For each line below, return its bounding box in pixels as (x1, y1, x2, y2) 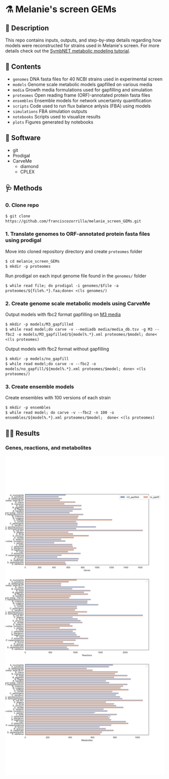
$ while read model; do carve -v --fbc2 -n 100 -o (5, 410, 114, 416)
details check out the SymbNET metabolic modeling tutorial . (5, 48, 131, 54)
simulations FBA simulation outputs (12, 108, 88, 114)
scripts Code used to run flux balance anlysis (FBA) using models (12, 103, 151, 109)
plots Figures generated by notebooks (12, 119, 94, 125)
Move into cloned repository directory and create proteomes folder (5, 248, 143, 254)
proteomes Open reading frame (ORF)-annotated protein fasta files (12, 92, 150, 98)
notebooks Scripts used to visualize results (12, 113, 101, 119)
